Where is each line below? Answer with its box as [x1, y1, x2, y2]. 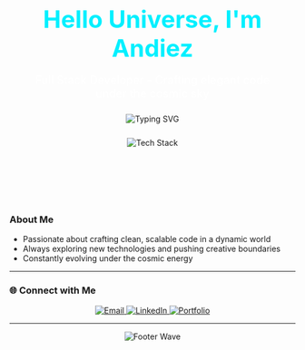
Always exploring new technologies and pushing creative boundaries [22, 243, 281, 255]
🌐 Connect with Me [9, 284, 97, 297]
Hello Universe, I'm [43, 4, 262, 34]
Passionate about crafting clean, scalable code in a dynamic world [22, 234, 271, 245]
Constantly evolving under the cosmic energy [22, 253, 193, 264]
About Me [9, 213, 54, 226]
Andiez [112, 33, 193, 63]
